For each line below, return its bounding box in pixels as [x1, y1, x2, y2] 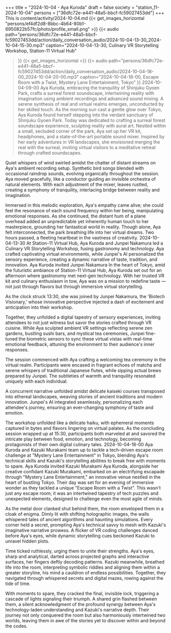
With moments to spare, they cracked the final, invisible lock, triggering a [5, 591, 159, 596]
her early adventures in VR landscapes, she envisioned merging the [17, 139, 160, 145]
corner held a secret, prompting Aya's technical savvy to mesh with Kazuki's [5, 522, 166, 528]
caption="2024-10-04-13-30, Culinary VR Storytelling [45, 42, 159, 48]
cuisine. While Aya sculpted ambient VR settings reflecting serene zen [5, 325, 153, 331]
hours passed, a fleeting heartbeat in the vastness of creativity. [5, 235, 139, 240]
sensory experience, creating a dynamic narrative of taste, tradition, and [5, 256, 157, 262]
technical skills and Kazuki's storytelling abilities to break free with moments [5, 458, 166, 464]
